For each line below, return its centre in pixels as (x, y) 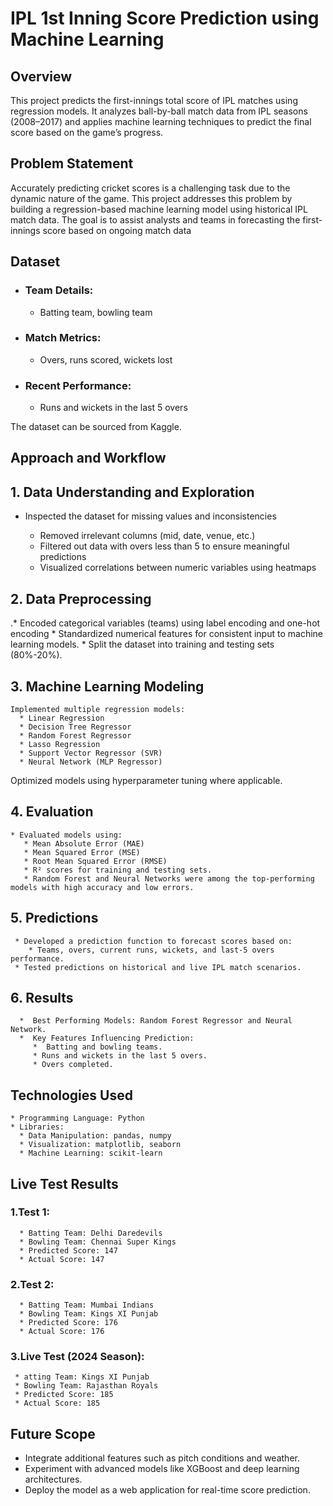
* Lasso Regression (60, 744)
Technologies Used (71, 1095)
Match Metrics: (63, 338)
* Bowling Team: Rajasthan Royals (86, 1386)
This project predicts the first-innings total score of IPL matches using (154, 100)
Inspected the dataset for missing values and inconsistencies (150, 516)
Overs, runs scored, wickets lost (106, 359)
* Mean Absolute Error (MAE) (84, 843)
